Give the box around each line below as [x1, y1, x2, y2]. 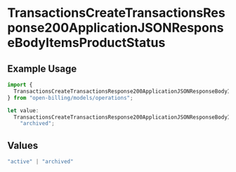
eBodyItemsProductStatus [7, 35, 166, 51]
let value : [7, 107, 39, 114]
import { [7, 81, 33, 88]
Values [7, 139, 39, 152]
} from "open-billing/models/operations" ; [7, 94, 133, 101]
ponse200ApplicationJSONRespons [7, 20, 224, 36]
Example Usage [7, 62, 77, 74]
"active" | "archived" [7, 158, 74, 166]
